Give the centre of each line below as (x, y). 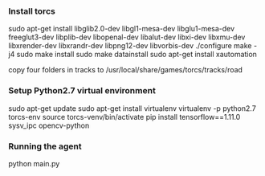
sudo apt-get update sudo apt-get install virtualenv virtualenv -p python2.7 (132, 108)
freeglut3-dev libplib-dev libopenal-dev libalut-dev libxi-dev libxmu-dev (127, 37)
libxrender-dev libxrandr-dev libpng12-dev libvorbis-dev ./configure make (130, 46)
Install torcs (32, 11)
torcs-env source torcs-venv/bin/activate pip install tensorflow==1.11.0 (124, 117)
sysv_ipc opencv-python (49, 125)
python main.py (34, 163)
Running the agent (45, 146)
